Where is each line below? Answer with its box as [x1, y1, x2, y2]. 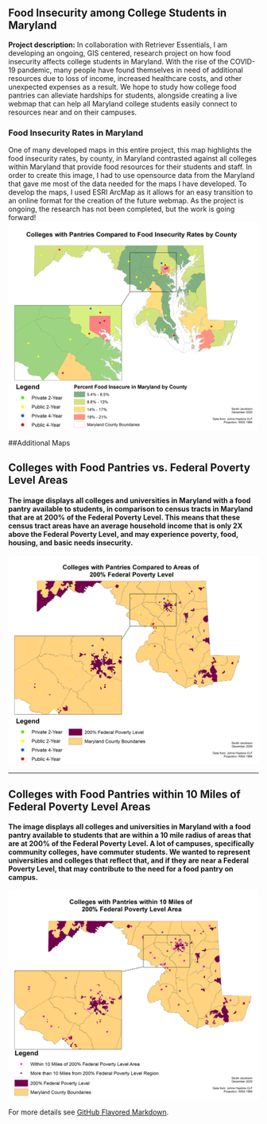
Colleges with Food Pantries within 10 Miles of [8, 787, 241, 801]
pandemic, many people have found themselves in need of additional [17, 65, 244, 75]
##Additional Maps [8, 438, 71, 447]
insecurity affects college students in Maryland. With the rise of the [8, 56, 229, 66]
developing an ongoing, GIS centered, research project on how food [8, 48, 231, 58]
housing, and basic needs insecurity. [8, 538, 133, 547]
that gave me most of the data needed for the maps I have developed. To [8, 179, 247, 189]
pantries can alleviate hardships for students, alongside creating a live [8, 91, 238, 100]
